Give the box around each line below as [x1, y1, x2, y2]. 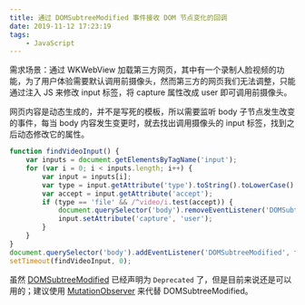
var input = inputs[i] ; [42, 172, 132, 181]
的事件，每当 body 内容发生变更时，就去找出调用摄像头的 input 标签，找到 [9, 118, 288, 129]
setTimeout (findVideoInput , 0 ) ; [9, 256, 132, 265]
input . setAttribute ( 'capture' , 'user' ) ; [57, 214, 213, 224]
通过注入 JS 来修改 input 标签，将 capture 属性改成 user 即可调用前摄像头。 [9, 87, 292, 98]
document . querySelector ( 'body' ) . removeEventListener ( [57, 205, 266, 215]
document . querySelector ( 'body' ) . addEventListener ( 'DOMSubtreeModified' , [9, 248, 290, 257]
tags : [9, 30, 30, 39]
